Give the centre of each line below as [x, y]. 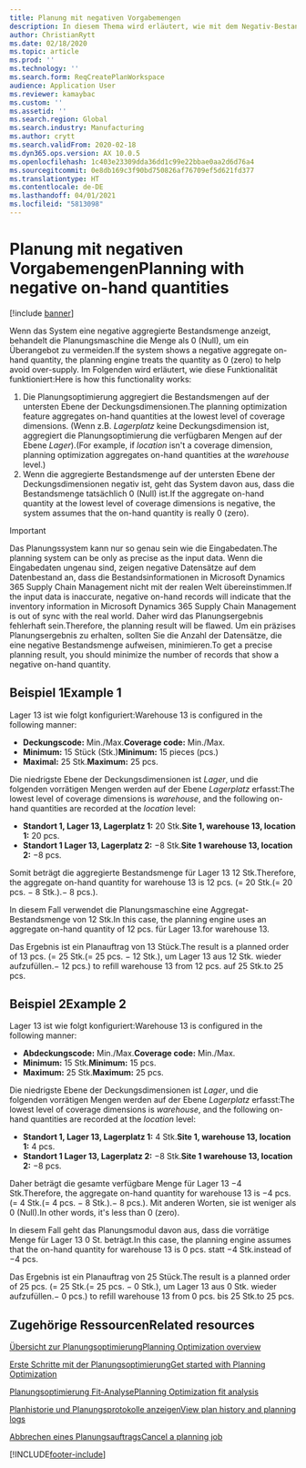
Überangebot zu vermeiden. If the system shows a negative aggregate [141, 350]
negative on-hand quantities [119, 288]
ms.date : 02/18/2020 [49, 43]
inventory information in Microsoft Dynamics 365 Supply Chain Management [153, 606]
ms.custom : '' [36, 102]
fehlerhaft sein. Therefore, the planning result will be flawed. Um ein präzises [153, 626]
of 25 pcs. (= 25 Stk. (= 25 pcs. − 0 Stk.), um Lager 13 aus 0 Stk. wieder [143, 1287]
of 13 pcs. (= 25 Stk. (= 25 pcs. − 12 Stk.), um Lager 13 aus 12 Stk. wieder [146, 956]
